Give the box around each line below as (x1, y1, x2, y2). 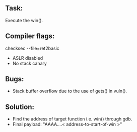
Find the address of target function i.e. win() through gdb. (12, 116, 132, 122)
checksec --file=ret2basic (5, 45, 59, 51)
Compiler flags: (5, 32, 55, 41)
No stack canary (12, 60, 47, 66)
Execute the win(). (5, 17, 43, 23)
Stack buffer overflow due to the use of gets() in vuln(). (12, 88, 127, 94)
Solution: (5, 102, 34, 111)
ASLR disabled (12, 55, 43, 61)
